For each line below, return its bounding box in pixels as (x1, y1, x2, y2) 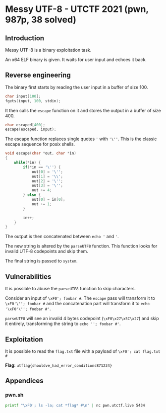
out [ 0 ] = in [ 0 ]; (31, 197, 65, 202)
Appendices (5, 377, 44, 385)
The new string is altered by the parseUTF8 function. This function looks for (5, 243, 158, 249)
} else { (23, 192, 41, 197)
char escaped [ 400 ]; (5, 122, 46, 127)
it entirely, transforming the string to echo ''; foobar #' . (5, 321, 121, 327)
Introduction (5, 34, 45, 42)
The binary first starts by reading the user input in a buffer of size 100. (5, 84, 148, 90)
